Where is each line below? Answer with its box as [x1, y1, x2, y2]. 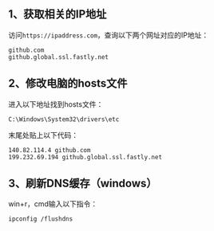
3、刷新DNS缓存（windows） [8, 177, 157, 190]
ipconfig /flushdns [8, 215, 73, 223]
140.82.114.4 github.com [8, 146, 91, 154]
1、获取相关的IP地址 [8, 7, 107, 22]
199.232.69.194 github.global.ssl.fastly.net [8, 153, 162, 161]
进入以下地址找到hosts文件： [8, 99, 104, 109]
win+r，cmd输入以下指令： [8, 199, 98, 209]
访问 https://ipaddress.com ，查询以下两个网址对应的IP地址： [8, 30, 209, 40]
